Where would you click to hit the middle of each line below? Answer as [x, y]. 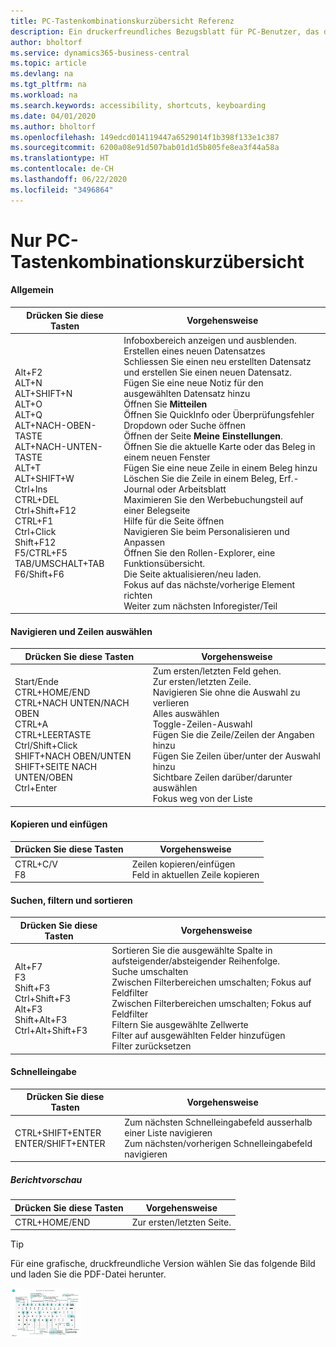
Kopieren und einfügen [59, 824]
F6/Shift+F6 [39, 574]
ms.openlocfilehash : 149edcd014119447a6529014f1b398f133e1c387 [145, 137]
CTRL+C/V [36, 864]
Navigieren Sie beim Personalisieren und [206, 531]
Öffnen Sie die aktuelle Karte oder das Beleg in [219, 446]
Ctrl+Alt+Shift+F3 [51, 1030]
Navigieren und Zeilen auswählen [81, 631]
